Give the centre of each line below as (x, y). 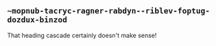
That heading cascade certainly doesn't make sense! (82, 35)
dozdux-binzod (37, 20)
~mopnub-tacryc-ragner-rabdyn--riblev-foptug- (109, 11)
